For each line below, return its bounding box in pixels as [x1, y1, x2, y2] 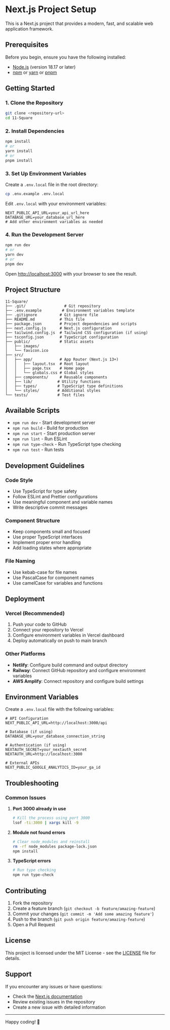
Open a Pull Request [12, 922, 56, 928]
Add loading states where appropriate [12, 545, 92, 551]
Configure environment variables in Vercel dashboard [12, 632, 124, 639]
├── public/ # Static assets [5, 339, 94, 344]
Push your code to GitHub [12, 621, 67, 627]
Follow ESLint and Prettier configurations [12, 494, 98, 500]
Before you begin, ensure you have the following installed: [5, 54, 126, 60]
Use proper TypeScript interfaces [12, 534, 82, 540]
